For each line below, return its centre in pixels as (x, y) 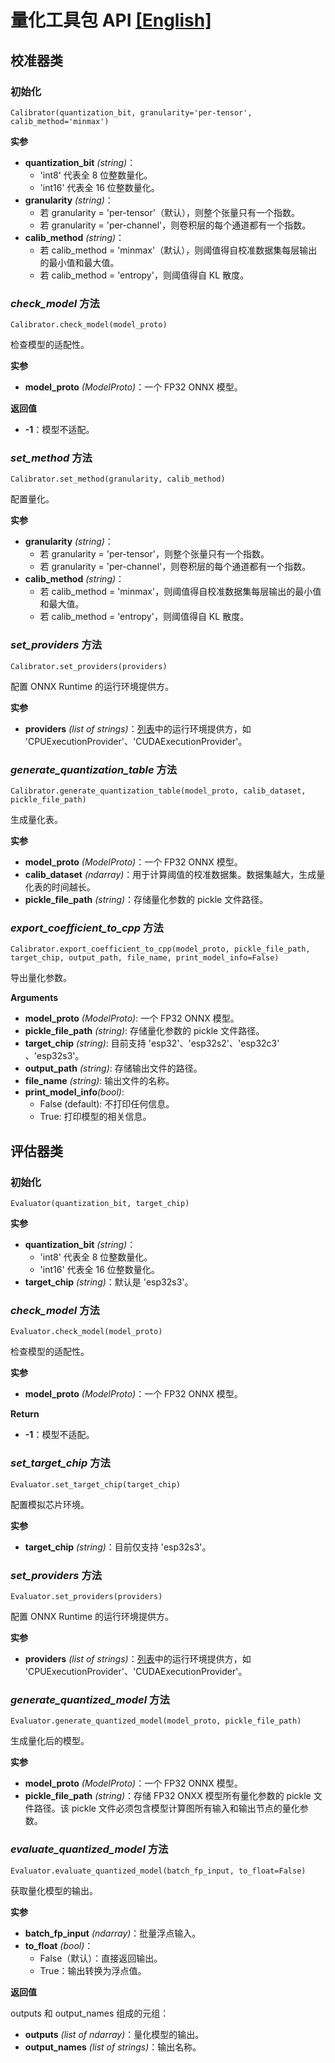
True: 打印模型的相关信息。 (95, 1117)
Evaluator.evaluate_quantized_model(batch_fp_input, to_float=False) (158, 1871)
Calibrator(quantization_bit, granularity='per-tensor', (131, 112)
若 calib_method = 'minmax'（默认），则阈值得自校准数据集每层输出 (178, 250)
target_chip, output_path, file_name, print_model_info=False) (145, 958)
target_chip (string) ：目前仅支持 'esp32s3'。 (118, 1547)
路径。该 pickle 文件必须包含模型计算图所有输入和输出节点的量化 (166, 1808)
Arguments (34, 998)
